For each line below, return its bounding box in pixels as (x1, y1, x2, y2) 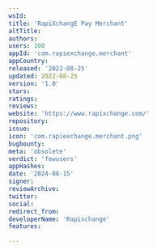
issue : (8, 125, 31, 133)
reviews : (8, 102, 38, 110)
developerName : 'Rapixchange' (8, 215, 111, 223)
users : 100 (8, 42, 45, 50)
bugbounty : (8, 139, 45, 148)
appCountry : (8, 57, 49, 66)
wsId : (8, 11, 27, 20)
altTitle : (8, 27, 42, 35)
